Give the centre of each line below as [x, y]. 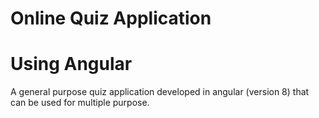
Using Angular [71, 64]
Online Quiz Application [111, 18]
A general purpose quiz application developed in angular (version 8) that [160, 92]
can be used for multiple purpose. [80, 103]
